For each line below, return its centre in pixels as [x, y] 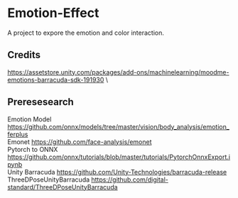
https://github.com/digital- [130, 180]
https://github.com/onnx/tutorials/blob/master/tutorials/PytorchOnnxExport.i [119, 157]
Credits [24, 55]
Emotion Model [29, 119]
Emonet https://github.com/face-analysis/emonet [80, 142]
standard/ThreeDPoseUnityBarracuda [63, 187]
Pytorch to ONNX [33, 149]
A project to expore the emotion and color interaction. [86, 33]
